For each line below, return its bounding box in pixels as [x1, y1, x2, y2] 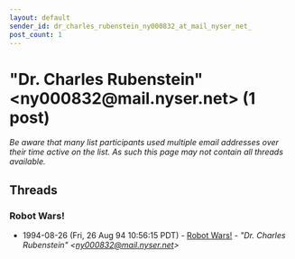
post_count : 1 [9, 30, 63, 39]
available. [9, 156, 47, 167]
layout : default [9, 13, 70, 23]
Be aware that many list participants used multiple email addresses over [9, 137, 280, 148]
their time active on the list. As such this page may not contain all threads [9, 146, 284, 158]
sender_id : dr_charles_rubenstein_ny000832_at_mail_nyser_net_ [9, 22, 253, 31]
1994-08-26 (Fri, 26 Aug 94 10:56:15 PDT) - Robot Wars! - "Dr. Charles [22, 230, 286, 240]
